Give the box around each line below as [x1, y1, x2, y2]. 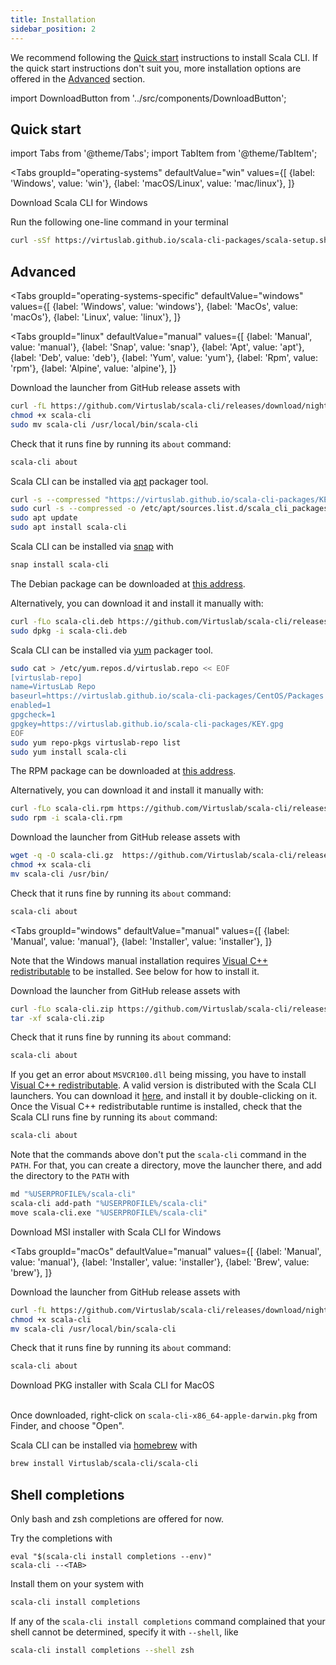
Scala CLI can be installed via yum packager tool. [10, 644, 214, 656]
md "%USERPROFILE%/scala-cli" [10, 1189, 137, 1200]
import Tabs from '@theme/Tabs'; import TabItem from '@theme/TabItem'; [10, 147, 318, 160]
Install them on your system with [10, 1577, 145, 1590]
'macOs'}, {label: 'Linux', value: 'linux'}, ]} [10, 311, 182, 323]
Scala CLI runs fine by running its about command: [10, 1111, 218, 1123]
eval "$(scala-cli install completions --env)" [10, 1551, 213, 1561]
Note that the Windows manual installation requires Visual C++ [10, 954, 268, 966]
